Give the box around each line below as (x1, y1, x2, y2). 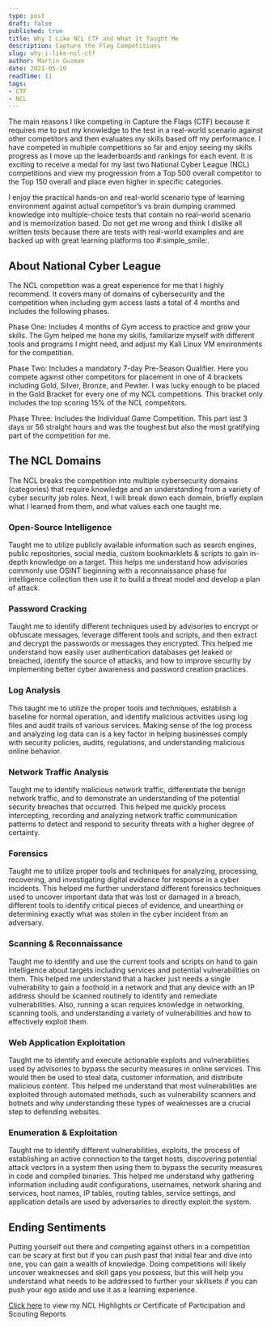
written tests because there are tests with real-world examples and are (8, 227, 244, 237)
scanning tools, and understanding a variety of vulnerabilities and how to (8, 1008, 252, 1018)
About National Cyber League (8, 259, 162, 273)
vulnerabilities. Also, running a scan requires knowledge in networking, (8, 999, 245, 1009)
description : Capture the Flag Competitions (8, 42, 161, 50)
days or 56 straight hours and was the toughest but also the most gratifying (8, 422, 260, 432)
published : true (8, 27, 63, 35)
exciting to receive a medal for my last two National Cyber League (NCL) (8, 159, 250, 170)
